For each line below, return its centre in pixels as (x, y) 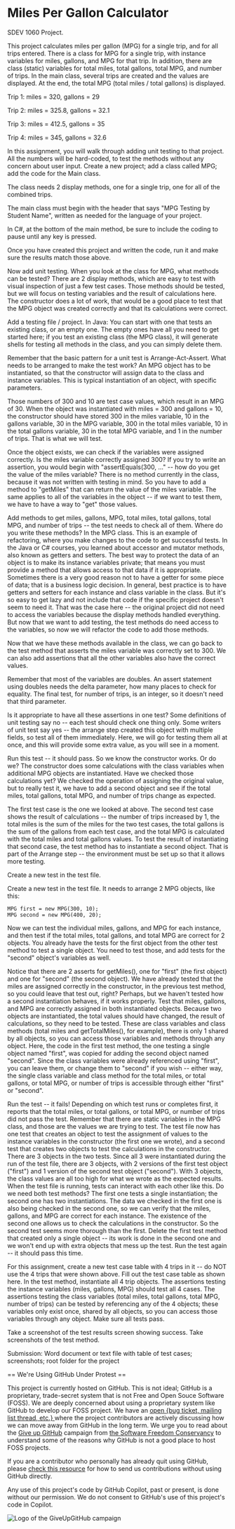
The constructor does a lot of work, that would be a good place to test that (115, 301)
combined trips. (30, 194)
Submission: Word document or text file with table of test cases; (100, 1353)
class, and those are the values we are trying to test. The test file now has (114, 1126)
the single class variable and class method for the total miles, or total (107, 1075)
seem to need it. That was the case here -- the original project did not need (116, 607)
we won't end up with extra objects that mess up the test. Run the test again (117, 1245)
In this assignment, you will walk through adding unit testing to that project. (116, 151)
